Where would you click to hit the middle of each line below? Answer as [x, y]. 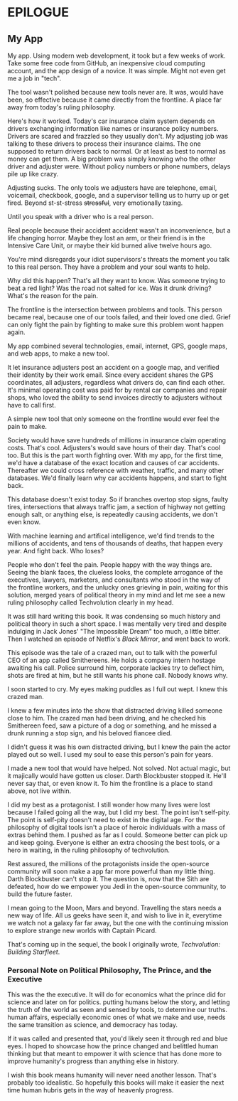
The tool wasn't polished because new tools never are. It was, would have [115, 92]
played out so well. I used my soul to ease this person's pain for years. [110, 754]
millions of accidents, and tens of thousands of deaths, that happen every [115, 543]
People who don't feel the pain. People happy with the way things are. [110, 565]
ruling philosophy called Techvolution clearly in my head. [91, 602]
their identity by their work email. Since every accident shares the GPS [110, 375]
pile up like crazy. [33, 174]
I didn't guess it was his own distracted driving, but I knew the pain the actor [119, 747]
